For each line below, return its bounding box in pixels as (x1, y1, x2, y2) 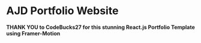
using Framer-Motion (6, 29, 61, 37)
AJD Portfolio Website (6, 4, 119, 18)
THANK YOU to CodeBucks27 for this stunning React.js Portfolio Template (6, 24, 195, 31)
